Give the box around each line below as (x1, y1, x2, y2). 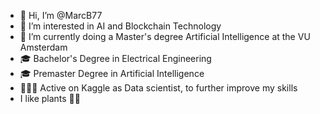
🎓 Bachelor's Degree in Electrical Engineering (19, 53, 212, 64)
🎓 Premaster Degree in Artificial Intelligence (19, 68, 205, 79)
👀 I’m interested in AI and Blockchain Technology (19, 20, 222, 32)
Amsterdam (19, 41, 68, 53)
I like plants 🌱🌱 (19, 93, 81, 104)
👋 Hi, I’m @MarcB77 (19, 10, 103, 21)
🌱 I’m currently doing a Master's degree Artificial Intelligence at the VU (19, 31, 311, 42)
